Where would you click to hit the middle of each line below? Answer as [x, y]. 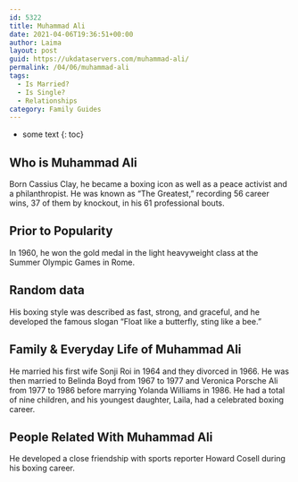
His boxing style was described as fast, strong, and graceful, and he [135, 312]
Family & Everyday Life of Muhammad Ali [125, 350]
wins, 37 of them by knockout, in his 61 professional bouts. [117, 203]
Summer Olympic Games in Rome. [72, 262]
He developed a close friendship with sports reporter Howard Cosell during [147, 459]
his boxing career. [42, 468]
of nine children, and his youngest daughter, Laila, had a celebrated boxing [146, 400]
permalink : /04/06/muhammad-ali [69, 68]
